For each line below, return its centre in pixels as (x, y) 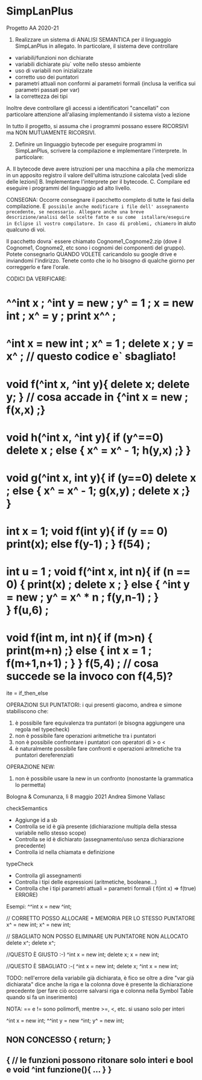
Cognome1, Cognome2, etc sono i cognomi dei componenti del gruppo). (96, 247)
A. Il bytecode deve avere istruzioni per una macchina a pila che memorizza (100, 169)
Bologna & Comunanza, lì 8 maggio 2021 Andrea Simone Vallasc (86, 797)
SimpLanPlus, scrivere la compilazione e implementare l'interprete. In (101, 150)
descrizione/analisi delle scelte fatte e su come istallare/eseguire (98, 217)
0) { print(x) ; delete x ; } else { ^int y (98, 585)
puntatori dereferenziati (44, 755)
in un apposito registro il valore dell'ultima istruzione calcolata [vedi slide (96, 175)
